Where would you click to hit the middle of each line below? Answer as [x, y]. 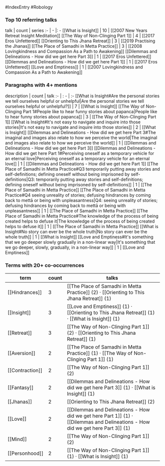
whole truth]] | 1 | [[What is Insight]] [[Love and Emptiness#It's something [79, 237]
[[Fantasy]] [21, 387]
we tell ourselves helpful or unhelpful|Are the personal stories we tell [75, 101]
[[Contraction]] [25, 370]
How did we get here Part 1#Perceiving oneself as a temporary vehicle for [80, 153]
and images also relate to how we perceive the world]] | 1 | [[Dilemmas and [81, 143]
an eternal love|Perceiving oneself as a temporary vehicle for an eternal [77, 158]
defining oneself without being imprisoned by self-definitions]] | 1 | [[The [79, 184]
